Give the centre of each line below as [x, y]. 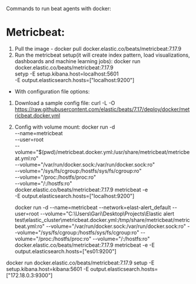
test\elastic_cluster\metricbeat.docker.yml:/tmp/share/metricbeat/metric [102, 220]
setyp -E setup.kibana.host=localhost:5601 [67, 74]
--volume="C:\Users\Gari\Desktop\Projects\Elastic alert [107, 213]
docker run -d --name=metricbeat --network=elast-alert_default [93, 207]
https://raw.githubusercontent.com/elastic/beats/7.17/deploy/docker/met [102, 109]
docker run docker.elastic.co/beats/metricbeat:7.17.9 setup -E [80, 263]
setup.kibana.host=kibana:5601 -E [48, 269]
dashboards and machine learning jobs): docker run [77, 61]
